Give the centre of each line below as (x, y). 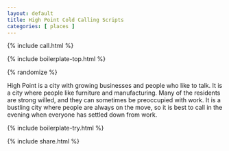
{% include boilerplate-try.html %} (56, 128)
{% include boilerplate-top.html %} (57, 59)
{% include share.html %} (44, 141)
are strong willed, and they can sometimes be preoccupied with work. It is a (114, 100)
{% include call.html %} (40, 46)
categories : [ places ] (41, 26)
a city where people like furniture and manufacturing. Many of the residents (114, 93)
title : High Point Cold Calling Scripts (66, 20)
